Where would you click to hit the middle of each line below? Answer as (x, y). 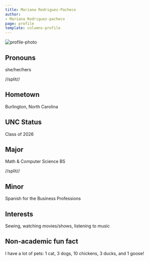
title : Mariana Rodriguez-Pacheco (41, 10)
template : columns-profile (33, 28)
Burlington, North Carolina (32, 106)
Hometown (22, 95)
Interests (19, 214)
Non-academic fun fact (42, 241)
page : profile (20, 23)
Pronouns (20, 58)
